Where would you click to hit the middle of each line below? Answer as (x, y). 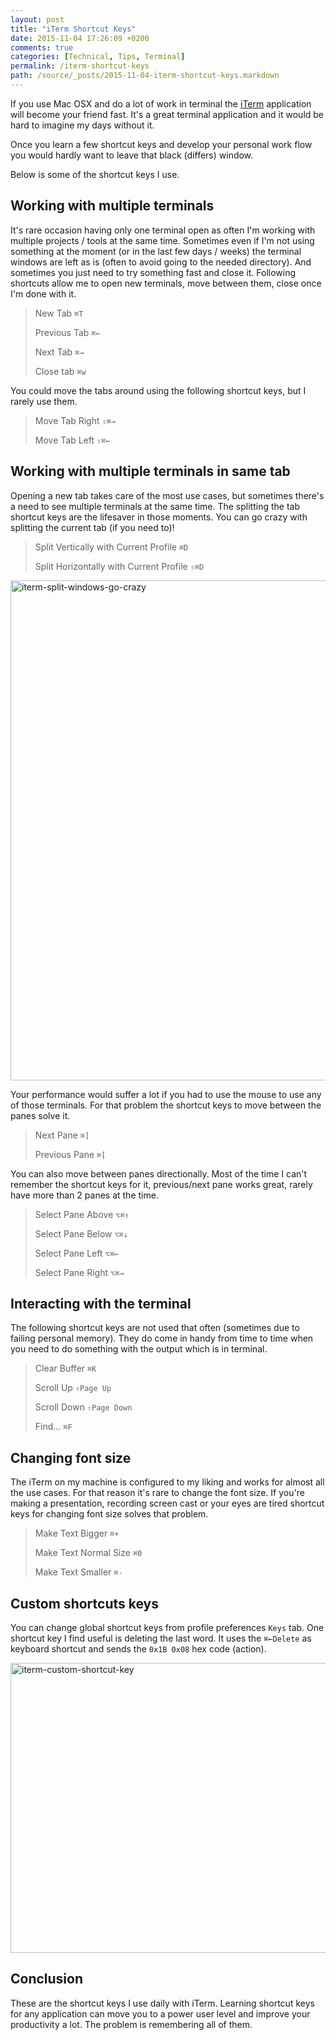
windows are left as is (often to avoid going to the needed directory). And (161, 262)
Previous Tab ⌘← (67, 332)
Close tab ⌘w (60, 371)
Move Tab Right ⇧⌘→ (75, 420)
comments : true (42, 47)
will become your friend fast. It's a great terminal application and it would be (167, 114)
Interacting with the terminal (101, 1303)
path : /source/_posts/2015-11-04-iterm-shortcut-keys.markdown (145, 76)
